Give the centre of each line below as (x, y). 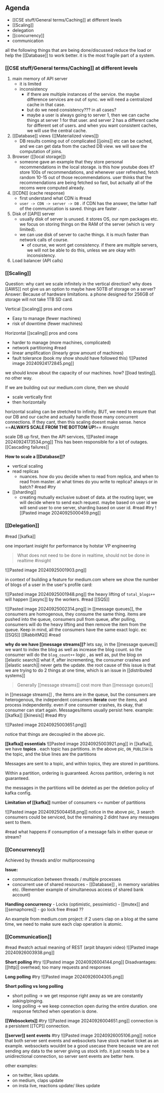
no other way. (19, 378)
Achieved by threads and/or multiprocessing (50, 860)
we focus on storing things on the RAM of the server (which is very (87, 224)
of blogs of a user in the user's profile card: (49, 585)
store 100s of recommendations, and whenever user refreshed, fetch (89, 172)
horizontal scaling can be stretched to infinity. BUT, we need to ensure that (81, 412)
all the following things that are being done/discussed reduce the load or (78, 50)
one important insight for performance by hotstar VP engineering (70, 546)
